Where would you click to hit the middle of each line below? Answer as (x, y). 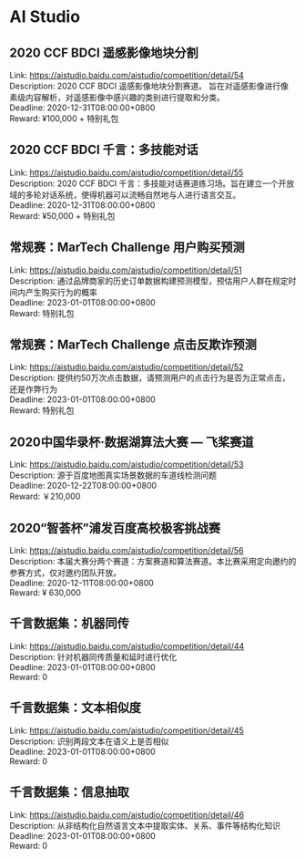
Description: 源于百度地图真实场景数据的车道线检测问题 (113, 475)
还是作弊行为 (33, 389)
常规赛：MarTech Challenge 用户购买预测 (127, 248)
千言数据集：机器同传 (69, 623)
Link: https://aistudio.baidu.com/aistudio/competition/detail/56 (127, 551)
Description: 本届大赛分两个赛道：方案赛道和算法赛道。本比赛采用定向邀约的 (153, 562)
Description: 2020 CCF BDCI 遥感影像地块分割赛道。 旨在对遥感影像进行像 (149, 86)
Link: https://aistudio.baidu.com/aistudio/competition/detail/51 (126, 270)
